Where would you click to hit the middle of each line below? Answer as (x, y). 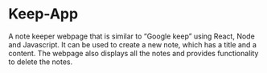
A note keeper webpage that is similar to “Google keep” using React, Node (131, 36)
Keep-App (43, 14)
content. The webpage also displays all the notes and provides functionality (133, 53)
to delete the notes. (41, 62)
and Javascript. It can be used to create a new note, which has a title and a (133, 44)
